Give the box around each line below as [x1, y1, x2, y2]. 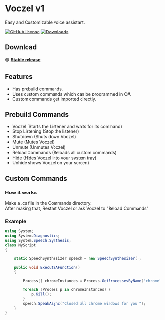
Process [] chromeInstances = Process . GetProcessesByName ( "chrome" [23, 279, 162, 284]
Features [5, 72, 33, 81]
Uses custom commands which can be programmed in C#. [12, 91, 132, 96]
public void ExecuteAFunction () [14, 265, 80, 270]
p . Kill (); [31, 292, 52, 297]
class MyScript [5, 242, 36, 248]
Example [5, 218, 27, 224]
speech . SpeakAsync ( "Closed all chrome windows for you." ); [23, 301, 146, 306]
